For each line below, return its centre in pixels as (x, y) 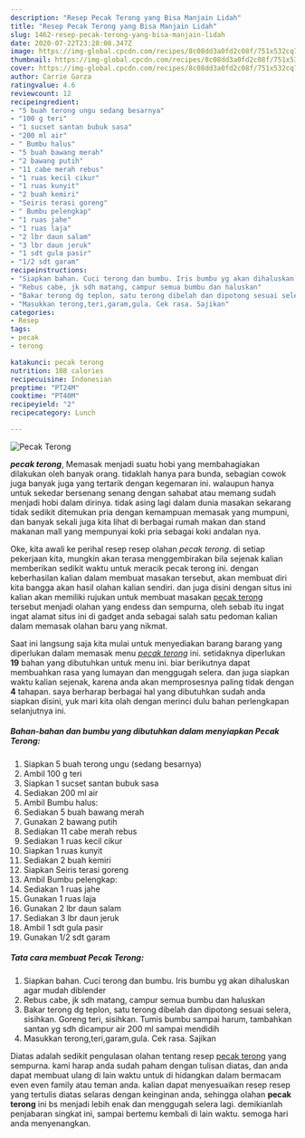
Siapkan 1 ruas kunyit (63, 850)
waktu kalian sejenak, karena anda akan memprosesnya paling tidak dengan (152, 682)
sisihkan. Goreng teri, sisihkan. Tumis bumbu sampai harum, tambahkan (157, 1018)
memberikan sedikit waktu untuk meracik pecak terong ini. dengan (134, 568)
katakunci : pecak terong (57, 362)
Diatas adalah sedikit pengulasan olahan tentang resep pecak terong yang (148, 1056)
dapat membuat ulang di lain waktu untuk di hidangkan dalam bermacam (146, 1075)
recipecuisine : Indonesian (61, 379)
